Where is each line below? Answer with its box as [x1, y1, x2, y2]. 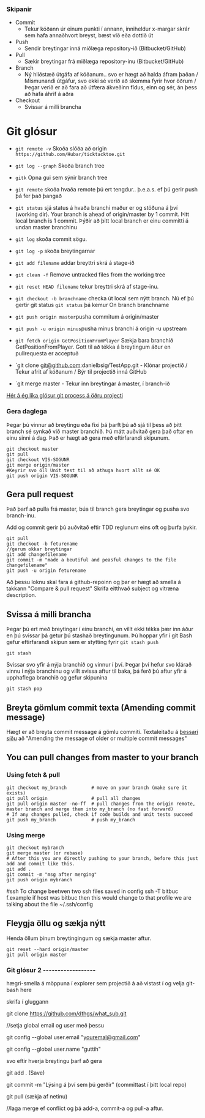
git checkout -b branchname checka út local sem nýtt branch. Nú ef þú [15, 295, 194, 302]
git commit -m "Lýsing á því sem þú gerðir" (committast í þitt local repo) [6, 1081, 187, 1089]
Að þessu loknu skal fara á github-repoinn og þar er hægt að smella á [6, 579, 182, 586]
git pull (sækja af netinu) [6, 1093, 68, 1100]
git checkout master [6, 446, 59, 452]
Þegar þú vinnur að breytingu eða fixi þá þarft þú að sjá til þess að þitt [6, 421, 182, 428]
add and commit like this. [6, 861, 75, 867]
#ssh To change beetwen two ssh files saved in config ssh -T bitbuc [6, 887, 179, 895]
